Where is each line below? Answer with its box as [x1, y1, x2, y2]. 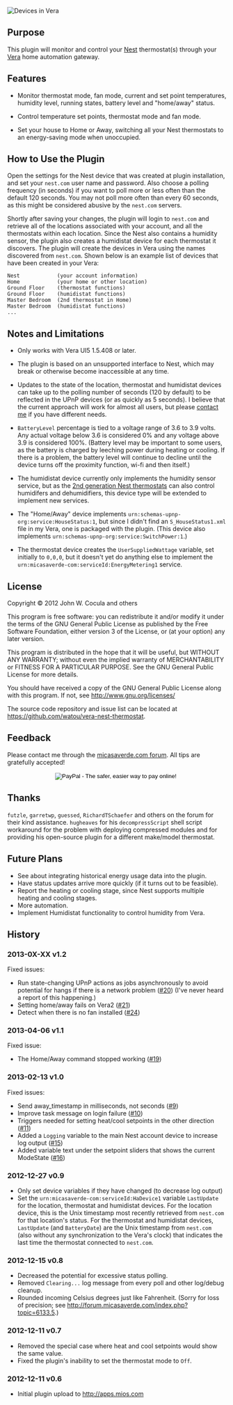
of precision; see [17, 1301, 66, 1310]
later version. [7, 635, 45, 643]
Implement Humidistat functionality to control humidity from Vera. [17, 908, 205, 916]
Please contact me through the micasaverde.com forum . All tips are [7, 750, 200, 759]
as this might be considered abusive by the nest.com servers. [7, 201, 182, 209]
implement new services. [17, 496, 90, 505]
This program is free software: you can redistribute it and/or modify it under [7, 612, 224, 621]
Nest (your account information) [7, 272, 138, 280]
